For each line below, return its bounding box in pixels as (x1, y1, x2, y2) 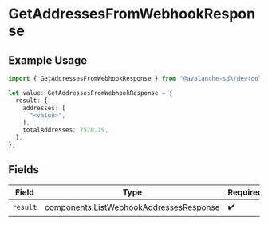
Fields (8, 163, 40, 176)
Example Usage (8, 53, 88, 67)
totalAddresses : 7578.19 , (22, 126, 109, 134)
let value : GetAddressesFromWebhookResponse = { (8, 89, 173, 97)
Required (227, 187, 263, 198)
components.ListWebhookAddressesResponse (45, 202, 221, 213)
